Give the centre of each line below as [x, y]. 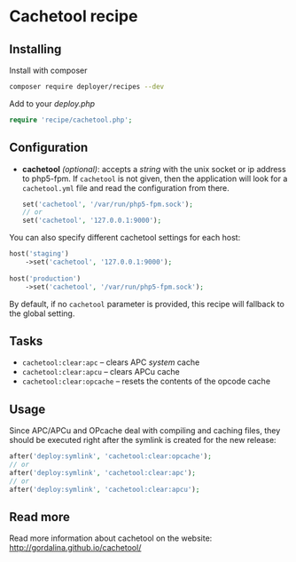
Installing [35, 49]
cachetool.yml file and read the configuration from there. [126, 187]
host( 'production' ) [45, 278]
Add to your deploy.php [52, 103]
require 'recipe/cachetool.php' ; [71, 120]
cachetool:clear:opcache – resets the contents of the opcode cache [146, 381]
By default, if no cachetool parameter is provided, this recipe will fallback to [147, 304]
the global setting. [42, 313]
